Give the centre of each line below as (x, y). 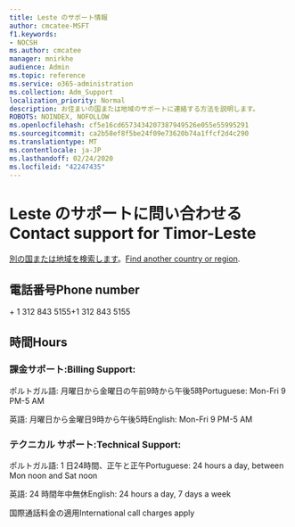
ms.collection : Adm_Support (61, 92)
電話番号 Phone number (74, 289)
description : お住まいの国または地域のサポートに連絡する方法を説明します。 (135, 109)
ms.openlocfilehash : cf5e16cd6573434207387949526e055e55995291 (129, 126)
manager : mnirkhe (41, 59)
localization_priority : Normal (67, 100)
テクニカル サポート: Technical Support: (95, 444)
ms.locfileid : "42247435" (57, 167)
